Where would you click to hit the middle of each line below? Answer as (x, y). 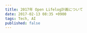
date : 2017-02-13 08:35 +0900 (36, 14)
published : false (23, 23)
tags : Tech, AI (21, 18)
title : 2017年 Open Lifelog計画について (44, 9)
